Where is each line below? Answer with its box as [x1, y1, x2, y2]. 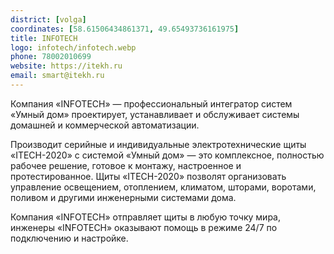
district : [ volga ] [10, 14, 87, 25]
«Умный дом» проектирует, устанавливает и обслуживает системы [10, 108, 300, 120]
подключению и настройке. [10, 232, 129, 244]
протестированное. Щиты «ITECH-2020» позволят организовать [10, 170, 287, 182]
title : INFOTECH [10, 33, 78, 43]
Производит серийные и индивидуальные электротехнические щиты [10, 138, 307, 150]
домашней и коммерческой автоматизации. [10, 119, 200, 131]
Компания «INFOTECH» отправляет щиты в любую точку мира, [10, 211, 282, 223]
